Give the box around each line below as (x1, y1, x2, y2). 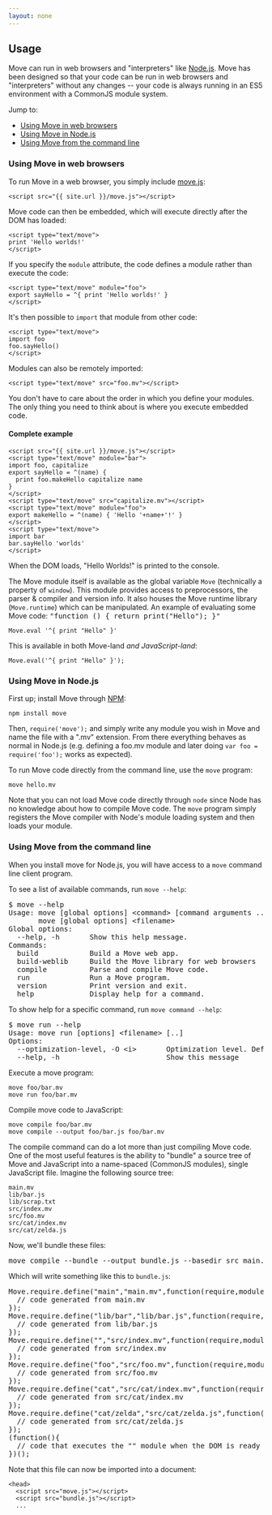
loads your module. (8, 821, 73, 831)
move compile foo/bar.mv (8, 1121, 92, 1129)
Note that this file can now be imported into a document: (8, 1464, 197, 1474)
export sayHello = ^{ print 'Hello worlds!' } (8, 291, 168, 299)
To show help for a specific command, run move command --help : (8, 1004, 223, 1014)
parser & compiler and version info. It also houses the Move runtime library (8, 593, 257, 603)
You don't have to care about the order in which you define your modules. (8, 393, 255, 402)
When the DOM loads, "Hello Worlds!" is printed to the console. (8, 561, 220, 570)
